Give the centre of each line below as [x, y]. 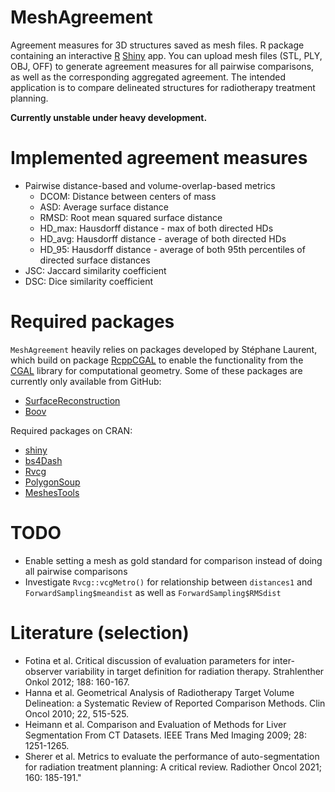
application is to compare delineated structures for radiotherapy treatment [163, 87]
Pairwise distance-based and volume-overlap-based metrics [150, 185]
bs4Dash [43, 460]
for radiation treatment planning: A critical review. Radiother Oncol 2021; [173, 767]
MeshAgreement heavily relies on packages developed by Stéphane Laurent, [164, 349]
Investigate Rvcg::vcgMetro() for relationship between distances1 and [168, 582]
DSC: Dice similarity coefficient [88, 281]
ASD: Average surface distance [104, 207]
